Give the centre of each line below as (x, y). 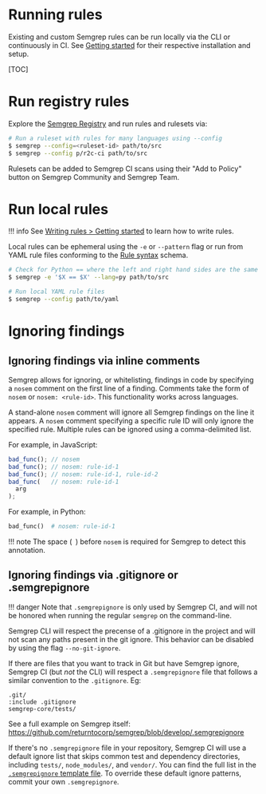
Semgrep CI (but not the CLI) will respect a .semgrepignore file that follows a (133, 672)
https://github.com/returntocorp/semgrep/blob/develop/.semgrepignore (126, 732)
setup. (19, 54)
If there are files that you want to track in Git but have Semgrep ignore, (124, 663)
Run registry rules (69, 102)
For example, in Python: (47, 512)
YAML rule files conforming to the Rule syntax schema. (98, 255)
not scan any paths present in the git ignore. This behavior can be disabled (131, 639)
